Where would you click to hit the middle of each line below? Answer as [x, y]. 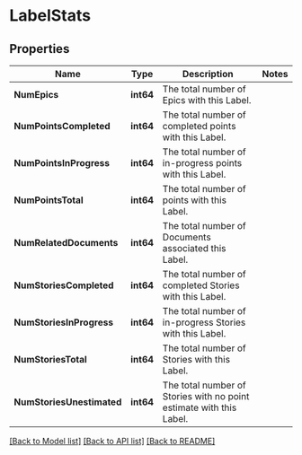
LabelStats [50, 16]
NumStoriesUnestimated [68, 402]
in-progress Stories [204, 322]
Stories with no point [206, 396]
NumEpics [36, 95]
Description [208, 74]
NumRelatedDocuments [66, 243]
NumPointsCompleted [62, 126]
